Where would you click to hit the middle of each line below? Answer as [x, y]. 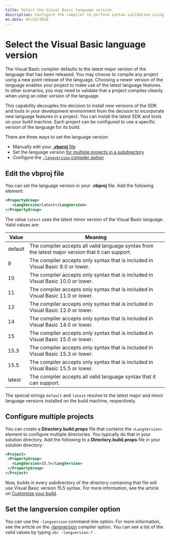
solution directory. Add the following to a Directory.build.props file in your [83, 439]
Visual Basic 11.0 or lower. [61, 295]
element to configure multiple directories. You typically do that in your [78, 434]
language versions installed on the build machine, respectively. [71, 400]
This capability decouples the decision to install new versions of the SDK [81, 106]
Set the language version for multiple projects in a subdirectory [78, 152]
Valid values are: [23, 224]
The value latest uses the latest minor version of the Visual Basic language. [84, 219]
